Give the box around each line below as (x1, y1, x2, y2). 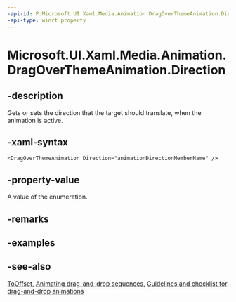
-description (7, 90, 63, 102)
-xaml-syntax (7, 136, 69, 148)
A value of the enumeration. (7, 192, 88, 201)
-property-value (7, 173, 80, 186)
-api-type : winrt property (7, 17, 86, 24)
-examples (7, 237, 55, 249)
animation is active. (7, 116, 63, 124)
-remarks (7, 213, 49, 225)
